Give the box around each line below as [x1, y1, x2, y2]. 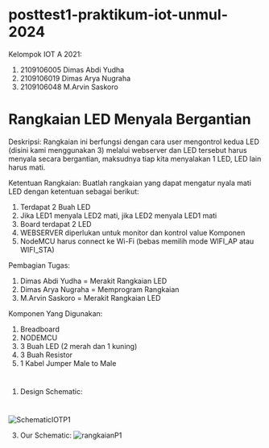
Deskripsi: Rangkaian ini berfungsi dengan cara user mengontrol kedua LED [8, 137, 260, 146]
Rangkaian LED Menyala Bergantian [8, 110, 251, 129]
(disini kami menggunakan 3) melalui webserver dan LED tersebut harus [8, 145, 247, 154]
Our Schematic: [19, 430, 72, 440]
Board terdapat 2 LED [19, 219, 92, 228]
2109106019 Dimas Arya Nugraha [19, 73, 131, 83]
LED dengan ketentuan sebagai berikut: [8, 187, 139, 196]
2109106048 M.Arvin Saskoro [19, 82, 118, 92]
